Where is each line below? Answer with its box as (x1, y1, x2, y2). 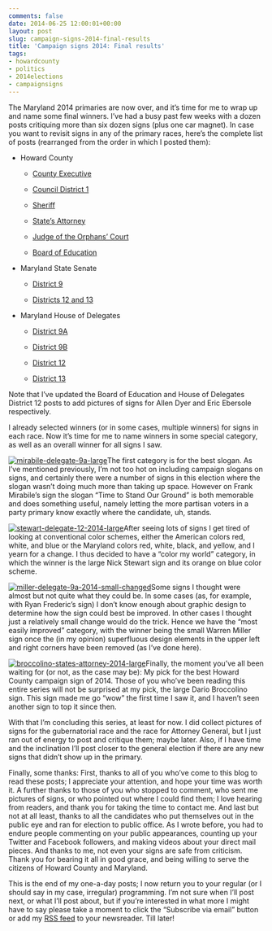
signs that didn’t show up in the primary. (8, 752, 143, 762)
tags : (8, 50, 27, 58)
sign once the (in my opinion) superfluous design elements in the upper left (8, 634, 261, 644)
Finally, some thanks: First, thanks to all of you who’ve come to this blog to (8, 767, 258, 777)
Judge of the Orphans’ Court (32, 231, 129, 241)
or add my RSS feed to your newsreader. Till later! (8, 913, 175, 923)
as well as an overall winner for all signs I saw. (8, 439, 162, 449)
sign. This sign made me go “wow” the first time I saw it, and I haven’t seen (8, 693, 260, 702)
